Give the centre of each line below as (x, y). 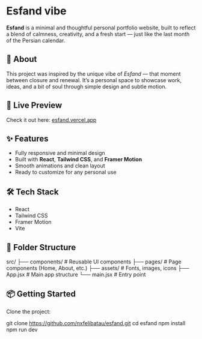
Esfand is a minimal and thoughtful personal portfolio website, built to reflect (101, 28)
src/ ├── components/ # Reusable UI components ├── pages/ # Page (94, 262)
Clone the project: (29, 311)
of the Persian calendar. (36, 40)
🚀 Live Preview (34, 105)
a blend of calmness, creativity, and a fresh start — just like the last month (98, 34)
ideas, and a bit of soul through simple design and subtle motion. (87, 86)
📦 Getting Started (41, 294)
